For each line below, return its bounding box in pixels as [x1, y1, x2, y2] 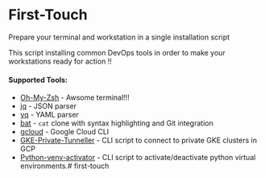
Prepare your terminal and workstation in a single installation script [8, 32, 230, 42]
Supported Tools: [8, 75, 68, 84]
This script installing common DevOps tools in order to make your [8, 47, 226, 57]
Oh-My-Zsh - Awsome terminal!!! [19, 93, 130, 102]
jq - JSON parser [19, 101, 77, 111]
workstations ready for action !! [8, 56, 113, 66]
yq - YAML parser [19, 110, 79, 120]
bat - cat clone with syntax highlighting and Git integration [19, 118, 213, 128]
